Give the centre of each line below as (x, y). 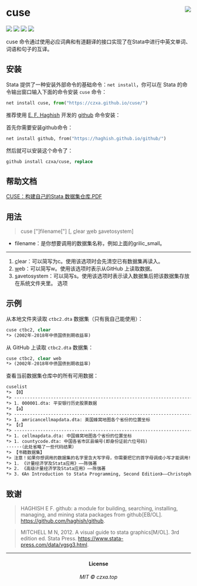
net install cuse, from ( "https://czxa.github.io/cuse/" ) (77, 103)
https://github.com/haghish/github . (63, 521)
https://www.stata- (101, 538)
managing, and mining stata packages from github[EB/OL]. (91, 514)
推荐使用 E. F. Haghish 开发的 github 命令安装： (63, 115)
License (98, 564)
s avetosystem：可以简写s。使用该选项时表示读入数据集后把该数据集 (97, 276)
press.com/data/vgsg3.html (54, 545)
